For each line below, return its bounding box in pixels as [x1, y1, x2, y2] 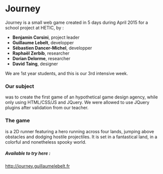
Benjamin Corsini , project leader [12, 34, 80, 40]
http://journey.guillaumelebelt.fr [5, 163, 70, 169]
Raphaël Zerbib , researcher [12, 50, 70, 56]
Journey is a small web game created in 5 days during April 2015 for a [5, 19, 148, 25]
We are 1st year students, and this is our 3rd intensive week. [5, 70, 128, 76]
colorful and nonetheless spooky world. [5, 139, 86, 145]
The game [5, 117, 30, 124]
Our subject [5, 83, 34, 89]
